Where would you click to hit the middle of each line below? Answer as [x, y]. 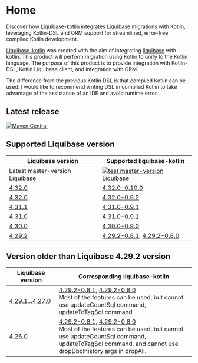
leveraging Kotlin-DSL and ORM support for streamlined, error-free [87, 32]
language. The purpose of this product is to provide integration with [88, 63]
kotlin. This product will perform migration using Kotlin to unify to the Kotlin [97, 56]
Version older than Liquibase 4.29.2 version [88, 256]
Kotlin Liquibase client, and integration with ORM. [78, 69]
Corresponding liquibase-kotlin [124, 277]
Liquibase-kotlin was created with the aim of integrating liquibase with [91, 50]
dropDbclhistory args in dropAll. [103, 351]
